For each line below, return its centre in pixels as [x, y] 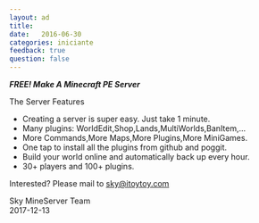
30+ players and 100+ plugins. [78, 166]
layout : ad [29, 17]
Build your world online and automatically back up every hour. [136, 157]
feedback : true [38, 51]
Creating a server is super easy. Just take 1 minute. [116, 119]
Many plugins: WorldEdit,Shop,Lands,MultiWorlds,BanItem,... [134, 128]
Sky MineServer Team [50, 201]
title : [21, 26]
